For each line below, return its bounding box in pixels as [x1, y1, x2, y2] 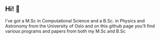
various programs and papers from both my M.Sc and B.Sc [5, 28, 126, 34]
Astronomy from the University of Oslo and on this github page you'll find [5, 23, 155, 29]
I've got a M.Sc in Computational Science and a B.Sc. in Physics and [5, 18, 145, 23]
